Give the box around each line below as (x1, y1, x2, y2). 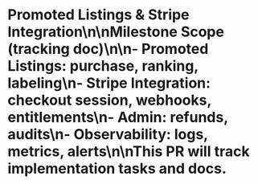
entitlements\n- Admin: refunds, (7, 109, 228, 126)
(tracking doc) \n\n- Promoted (7, 40, 209, 58)
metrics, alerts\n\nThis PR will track (7, 142, 250, 161)
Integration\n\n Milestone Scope (7, 23, 224, 41)
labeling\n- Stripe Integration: (7, 74, 211, 92)
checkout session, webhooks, (7, 91, 212, 109)
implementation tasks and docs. (7, 159, 227, 178)
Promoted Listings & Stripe (7, 6, 190, 24)
